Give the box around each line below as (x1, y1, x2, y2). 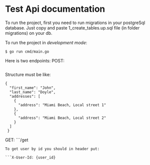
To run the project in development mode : (5, 39, 87, 45)
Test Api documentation (5, 3, 105, 15)
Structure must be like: (5, 71, 51, 77)
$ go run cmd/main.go (5, 49, 50, 54)
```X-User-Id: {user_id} (5, 155, 56, 160)
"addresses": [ (9, 94, 41, 99)
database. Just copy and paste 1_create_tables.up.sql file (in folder (5, 25, 140, 30)
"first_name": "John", (9, 85, 56, 90)
